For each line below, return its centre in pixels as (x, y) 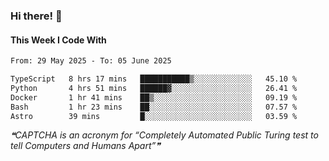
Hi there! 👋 (36, 16)
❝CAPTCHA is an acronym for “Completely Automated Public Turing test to (164, 135)
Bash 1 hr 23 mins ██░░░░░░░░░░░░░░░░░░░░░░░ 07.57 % (154, 107)
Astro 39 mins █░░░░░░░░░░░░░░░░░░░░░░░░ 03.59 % (154, 116)
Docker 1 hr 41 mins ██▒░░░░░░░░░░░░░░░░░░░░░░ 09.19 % (154, 97)
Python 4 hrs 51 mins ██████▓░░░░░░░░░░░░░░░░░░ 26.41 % (154, 88)
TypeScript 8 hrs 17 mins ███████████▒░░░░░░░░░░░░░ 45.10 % (154, 79)
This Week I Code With (58, 40)
